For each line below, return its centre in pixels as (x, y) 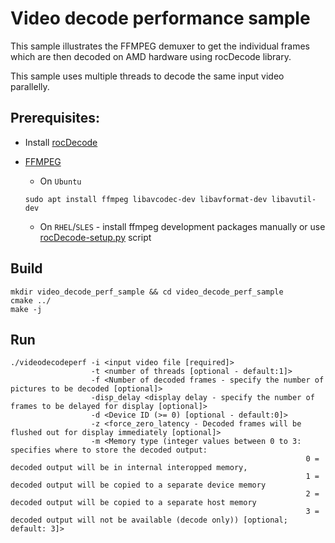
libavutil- (294, 199)
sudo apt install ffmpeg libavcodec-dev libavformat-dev (146, 199)
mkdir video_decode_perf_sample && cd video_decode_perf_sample (147, 292)
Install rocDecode (61, 142)
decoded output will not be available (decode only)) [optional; (149, 520)
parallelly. (30, 86)
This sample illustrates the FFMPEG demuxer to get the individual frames (160, 46)
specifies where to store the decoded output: (109, 450)
